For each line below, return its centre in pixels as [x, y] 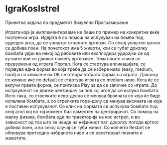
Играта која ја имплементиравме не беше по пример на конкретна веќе [82, 32]
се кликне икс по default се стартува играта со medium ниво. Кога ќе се [82, 80]
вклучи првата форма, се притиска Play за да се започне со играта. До [81, 85]
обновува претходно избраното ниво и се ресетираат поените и [74, 133]
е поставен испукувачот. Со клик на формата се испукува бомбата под [82, 106]
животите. [16, 138]
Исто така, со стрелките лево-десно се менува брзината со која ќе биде [83, 96]
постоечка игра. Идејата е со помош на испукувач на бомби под [74, 37]
